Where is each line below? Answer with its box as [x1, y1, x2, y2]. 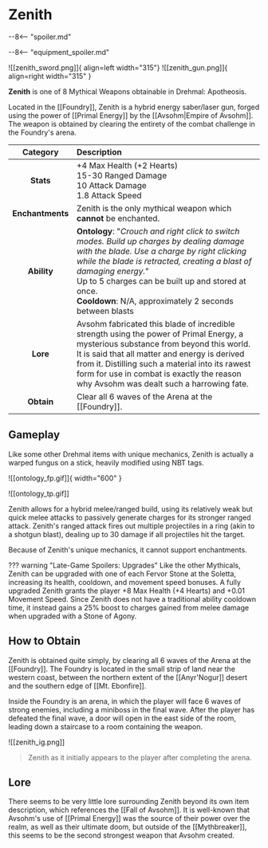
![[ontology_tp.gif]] [8, 489, 69, 498]
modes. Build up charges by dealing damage [76, 235, 245, 246]
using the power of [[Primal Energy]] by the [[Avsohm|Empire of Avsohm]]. [8, 110, 254, 120]
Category [22, 146, 59, 157]
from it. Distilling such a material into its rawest [76, 358, 251, 369]
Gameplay [8, 428, 61, 442]
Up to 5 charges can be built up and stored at [76, 275, 246, 286]
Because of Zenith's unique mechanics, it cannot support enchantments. [8, 544, 247, 555]
